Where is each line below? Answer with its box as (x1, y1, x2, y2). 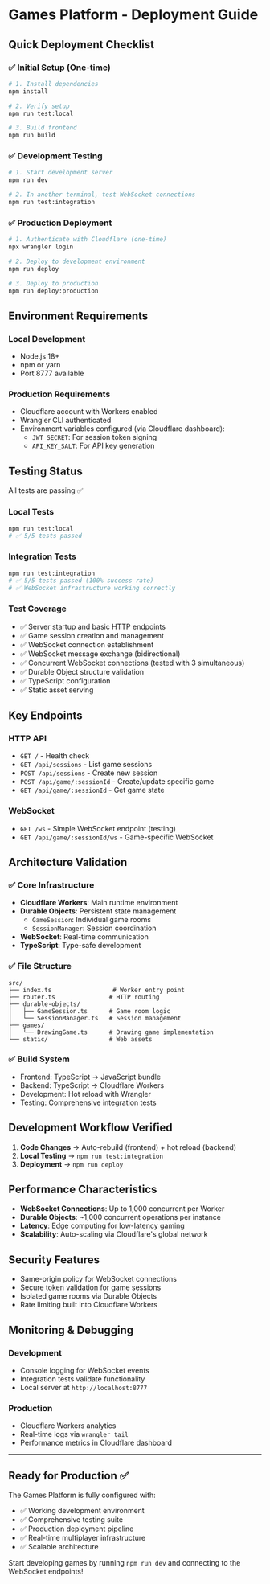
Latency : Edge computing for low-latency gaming (19, 1221, 185, 1231)
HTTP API (8, 732, 47, 744)
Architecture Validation (8, 855, 128, 869)
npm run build (8, 131, 56, 140)
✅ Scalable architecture (19, 1542, 99, 1552)
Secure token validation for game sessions (19, 1282, 162, 1292)
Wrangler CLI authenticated (19, 416, 112, 425)
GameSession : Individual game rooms (31, 915, 151, 925)
